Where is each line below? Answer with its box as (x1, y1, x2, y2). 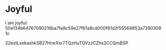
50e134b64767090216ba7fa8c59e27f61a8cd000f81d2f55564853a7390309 (5, 25, 162, 31)
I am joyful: (5, 20, 28, 26)
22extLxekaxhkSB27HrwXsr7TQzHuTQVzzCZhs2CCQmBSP (5, 40, 129, 46)
